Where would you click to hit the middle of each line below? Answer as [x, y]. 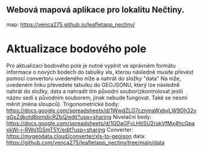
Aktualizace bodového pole [76, 49]
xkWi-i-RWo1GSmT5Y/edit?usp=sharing [56, 130]
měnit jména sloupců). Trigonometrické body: [63, 104]
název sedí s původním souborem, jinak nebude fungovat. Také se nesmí [97, 97]
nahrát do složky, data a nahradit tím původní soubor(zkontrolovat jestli [95, 91]
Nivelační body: [132, 116]
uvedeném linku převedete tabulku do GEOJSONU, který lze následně [93, 84]
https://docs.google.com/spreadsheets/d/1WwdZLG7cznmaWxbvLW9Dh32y [101, 110]
